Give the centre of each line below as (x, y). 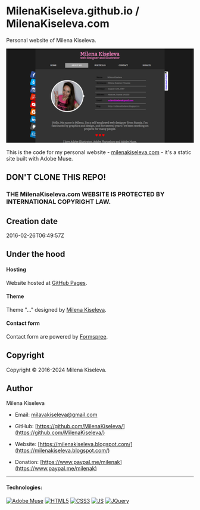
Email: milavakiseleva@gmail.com (56, 414)
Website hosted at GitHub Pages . (47, 282)
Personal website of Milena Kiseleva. (51, 40)
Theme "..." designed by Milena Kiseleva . (56, 309)
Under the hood (36, 254)
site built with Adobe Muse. (40, 158)
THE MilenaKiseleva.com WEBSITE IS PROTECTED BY (85, 194)
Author (19, 388)
